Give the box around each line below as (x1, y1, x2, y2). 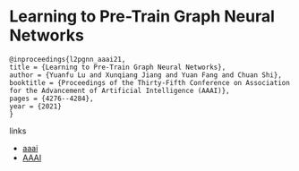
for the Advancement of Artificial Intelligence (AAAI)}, (9, 86, 230, 95)
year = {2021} (9, 101, 63, 111)
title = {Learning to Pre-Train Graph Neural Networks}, (9, 63, 226, 72)
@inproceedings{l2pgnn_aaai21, (9, 55, 126, 64)
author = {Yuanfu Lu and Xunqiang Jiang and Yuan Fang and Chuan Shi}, (9, 70, 282, 80)
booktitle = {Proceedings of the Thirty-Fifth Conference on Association (9, 78, 291, 87)
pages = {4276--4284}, (9, 94, 94, 103)
